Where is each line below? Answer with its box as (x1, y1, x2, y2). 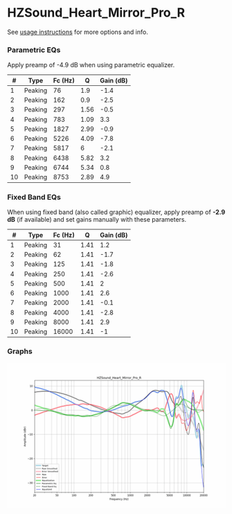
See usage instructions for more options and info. (7, 28, 149, 36)
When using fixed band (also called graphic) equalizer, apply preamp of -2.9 (7, 208, 226, 216)
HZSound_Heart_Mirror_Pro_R (7, 5, 186, 21)
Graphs (7, 346, 33, 356)
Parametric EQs (7, 45, 61, 55)
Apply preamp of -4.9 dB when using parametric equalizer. (7, 61, 175, 69)
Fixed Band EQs (7, 192, 61, 202)
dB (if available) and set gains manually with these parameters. (7, 215, 187, 224)
